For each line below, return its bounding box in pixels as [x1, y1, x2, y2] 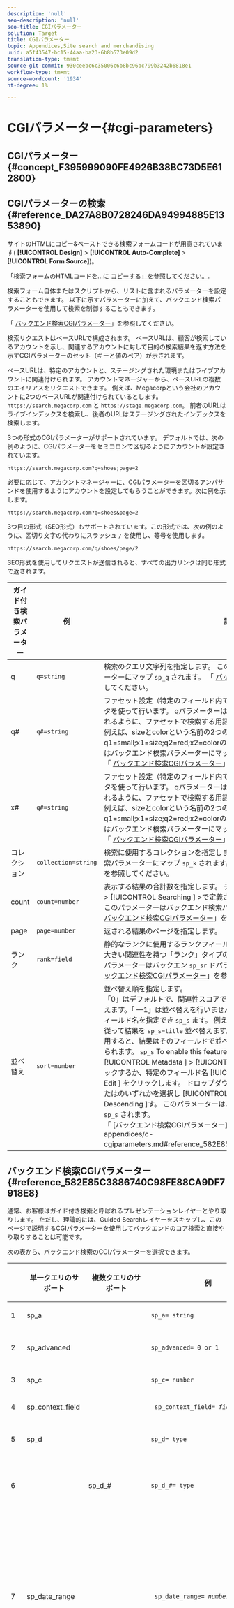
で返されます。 [7, 567, 50, 575]
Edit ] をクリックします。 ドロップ [104, 1078, 215, 1088]
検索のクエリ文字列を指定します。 [104, 662, 215, 671]
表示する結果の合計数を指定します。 [104, 882, 222, 891]
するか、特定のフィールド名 [118, 1067, 209, 1077]
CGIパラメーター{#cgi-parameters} [7, 120, 214, 136]
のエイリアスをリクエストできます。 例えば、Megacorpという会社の [7, 383, 203, 392]
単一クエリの [29, 1273, 72, 1282]
